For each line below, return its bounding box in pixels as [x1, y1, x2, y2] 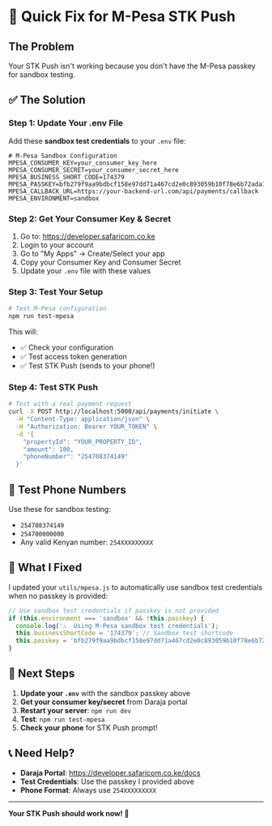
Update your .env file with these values [19, 265, 151, 275]
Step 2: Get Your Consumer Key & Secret [8, 213, 172, 224]
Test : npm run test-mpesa [19, 714, 105, 724]
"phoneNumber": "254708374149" [23, 453, 129, 461]
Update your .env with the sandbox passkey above [19, 688, 191, 698]
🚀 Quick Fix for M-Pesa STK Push [8, 7, 236, 26]
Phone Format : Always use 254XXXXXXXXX [19, 785, 156, 794]
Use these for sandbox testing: [8, 505, 111, 514]
